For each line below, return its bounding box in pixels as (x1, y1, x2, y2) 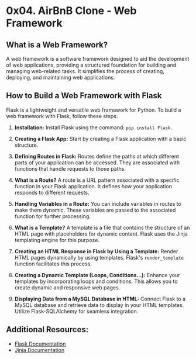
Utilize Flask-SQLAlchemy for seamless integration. (14, 308, 139, 315)
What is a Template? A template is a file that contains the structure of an (14, 224, 190, 231)
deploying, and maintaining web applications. (6, 74, 115, 81)
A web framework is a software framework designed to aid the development (6, 56, 190, 62)
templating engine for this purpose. (14, 236, 99, 243)
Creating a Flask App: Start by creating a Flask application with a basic (14, 135, 187, 142)
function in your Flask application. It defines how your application (14, 182, 173, 189)
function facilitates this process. (14, 260, 92, 267)
